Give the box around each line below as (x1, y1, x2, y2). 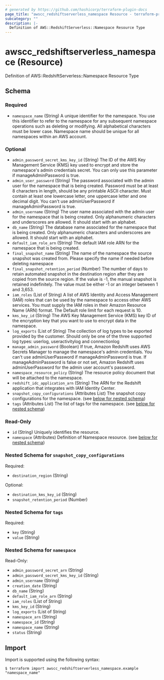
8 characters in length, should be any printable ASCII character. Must (12, 188, 151, 194)
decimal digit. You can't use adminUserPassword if (12, 198, 115, 204)
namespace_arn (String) (12, 614, 58, 620)
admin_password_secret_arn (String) (12, 567, 84, 573)
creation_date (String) (12, 583, 58, 589)
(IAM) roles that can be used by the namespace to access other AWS (12, 297, 151, 303)
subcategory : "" (5, 16, 38, 21)
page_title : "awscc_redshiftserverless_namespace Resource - (5, 12, 132, 17)
